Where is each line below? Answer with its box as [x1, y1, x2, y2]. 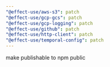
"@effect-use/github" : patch [5, 26, 80, 32]
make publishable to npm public [5, 54, 86, 61]
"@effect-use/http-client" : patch [5, 32, 94, 38]
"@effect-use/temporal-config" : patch [5, 37, 104, 43]
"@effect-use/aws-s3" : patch [5, 9, 80, 15]
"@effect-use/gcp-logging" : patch [5, 20, 94, 26]
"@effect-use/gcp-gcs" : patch [5, 15, 83, 21]
